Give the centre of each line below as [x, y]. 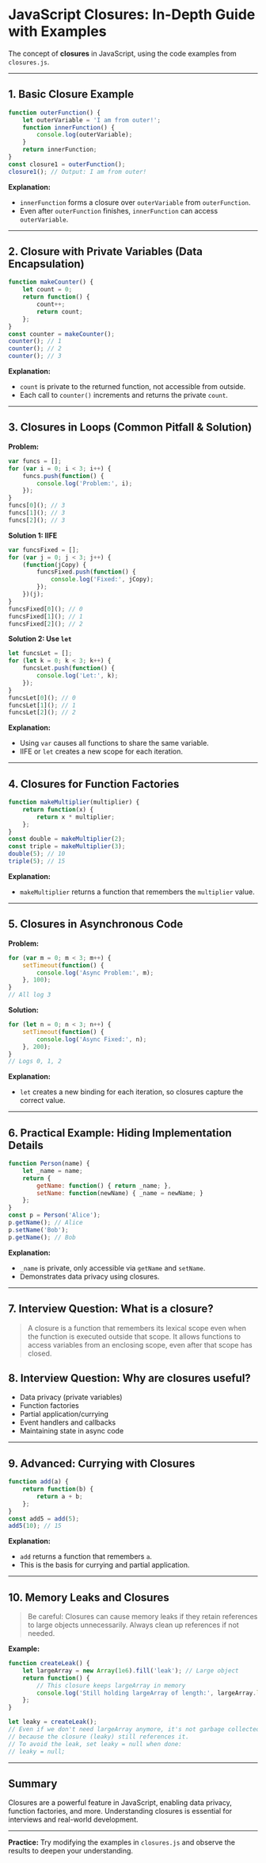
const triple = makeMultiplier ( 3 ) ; [67, 847]
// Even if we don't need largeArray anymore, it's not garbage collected [134, 1730]
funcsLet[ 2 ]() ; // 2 [42, 712]
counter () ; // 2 [35, 349]
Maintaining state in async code [72, 1431]
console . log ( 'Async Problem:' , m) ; [95, 973]
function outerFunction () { [55, 113]
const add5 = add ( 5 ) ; [44, 1518]
